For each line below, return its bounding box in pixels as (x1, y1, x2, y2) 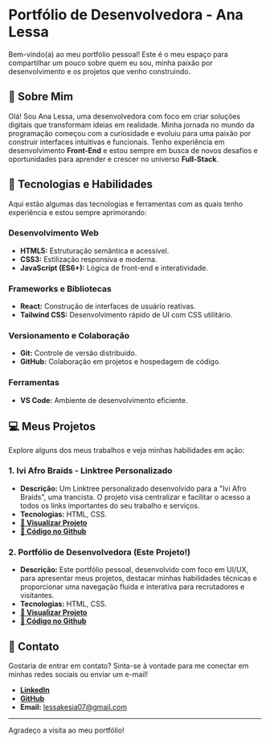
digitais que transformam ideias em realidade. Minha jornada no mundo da (8, 119, 255, 130)
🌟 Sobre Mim (8, 90, 74, 104)
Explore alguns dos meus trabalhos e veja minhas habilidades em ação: (8, 445, 245, 455)
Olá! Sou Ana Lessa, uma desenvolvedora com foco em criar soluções (8, 111, 241, 121)
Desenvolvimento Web (8, 227, 99, 239)
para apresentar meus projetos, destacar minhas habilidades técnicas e (19, 574, 257, 583)
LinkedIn (19, 685, 50, 695)
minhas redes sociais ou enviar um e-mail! (8, 669, 149, 679)
